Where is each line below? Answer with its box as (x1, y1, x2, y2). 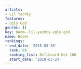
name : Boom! (5, 34, 29, 39)
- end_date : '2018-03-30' (5, 43, 57, 48)
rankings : (5, 39, 25, 44)
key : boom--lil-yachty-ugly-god (5, 30, 70, 34)
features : (5, 16, 25, 21)
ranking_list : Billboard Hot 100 (9, 52, 77, 57)
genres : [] (5, 25, 27, 30)
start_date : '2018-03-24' (9, 57, 62, 62)
